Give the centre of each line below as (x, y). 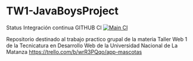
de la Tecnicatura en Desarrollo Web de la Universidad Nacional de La (92, 45)
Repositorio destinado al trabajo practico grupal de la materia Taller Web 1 (97, 39)
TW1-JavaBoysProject (63, 11)
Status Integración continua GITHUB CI (54, 28)
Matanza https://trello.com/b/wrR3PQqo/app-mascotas (74, 51)
